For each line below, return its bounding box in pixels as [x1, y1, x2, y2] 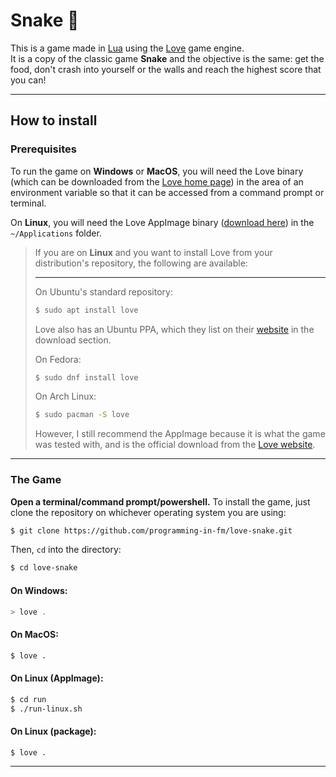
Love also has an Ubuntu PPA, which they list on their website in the [34, 323, 315, 335]
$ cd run [10, 694, 47, 704]
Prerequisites [10, 142, 77, 156]
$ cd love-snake [10, 563, 78, 573]
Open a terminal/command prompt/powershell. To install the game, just [10, 495, 311, 508]
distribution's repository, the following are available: [34, 257, 248, 269]
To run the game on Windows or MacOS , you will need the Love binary [10, 165, 304, 177]
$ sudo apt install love [34, 305, 139, 315]
